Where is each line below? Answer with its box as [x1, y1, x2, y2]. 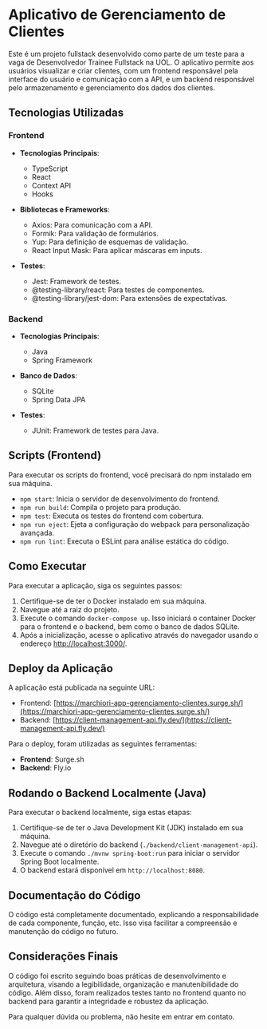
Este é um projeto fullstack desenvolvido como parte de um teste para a [8, 49, 245, 58]
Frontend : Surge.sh [19, 754, 84, 764]
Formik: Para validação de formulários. [31, 228, 159, 238]
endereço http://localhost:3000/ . [19, 639, 128, 648]
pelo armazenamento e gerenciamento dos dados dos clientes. [8, 82, 215, 93]
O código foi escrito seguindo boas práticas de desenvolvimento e [8, 971, 227, 980]
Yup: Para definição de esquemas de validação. [31, 237, 189, 247]
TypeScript [31, 164, 69, 173]
